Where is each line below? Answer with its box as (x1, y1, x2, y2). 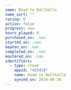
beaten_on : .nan (5, 44, 39, 49)
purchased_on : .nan (5, 35, 46, 40)
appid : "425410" (14, 68, 48, 73)
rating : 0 (5, 16, 26, 21)
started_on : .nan (5, 40, 41, 45)
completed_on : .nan (5, 49, 46, 54)
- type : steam (9, 63, 39, 68)
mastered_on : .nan (5, 53, 43, 59)
